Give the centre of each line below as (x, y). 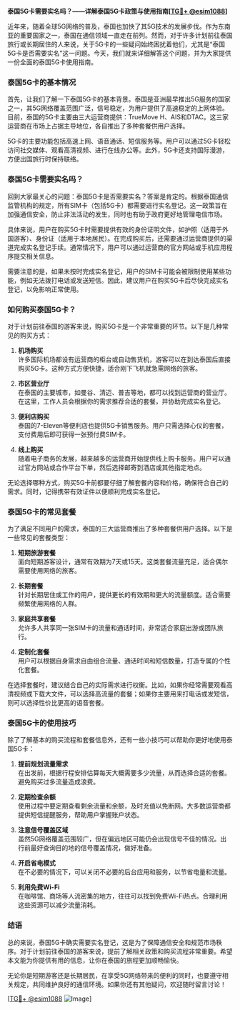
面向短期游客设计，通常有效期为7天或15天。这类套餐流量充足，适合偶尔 (123, 562)
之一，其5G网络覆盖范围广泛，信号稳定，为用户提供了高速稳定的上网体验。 (118, 108)
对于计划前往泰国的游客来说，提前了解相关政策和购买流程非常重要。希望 (126, 951)
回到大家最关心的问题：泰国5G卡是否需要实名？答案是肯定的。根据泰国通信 (118, 196)
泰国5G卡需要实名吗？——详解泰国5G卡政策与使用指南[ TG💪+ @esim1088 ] (117, 11)
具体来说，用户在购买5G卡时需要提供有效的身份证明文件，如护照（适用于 (115, 229)
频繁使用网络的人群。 (49, 604)
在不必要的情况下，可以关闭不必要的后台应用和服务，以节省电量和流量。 (124, 872)
